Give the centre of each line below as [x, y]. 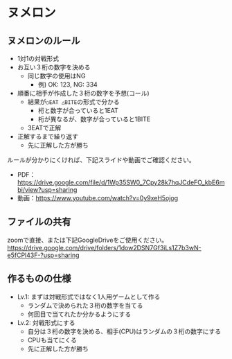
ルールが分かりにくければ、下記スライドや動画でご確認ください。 [101, 160]
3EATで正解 [44, 128]
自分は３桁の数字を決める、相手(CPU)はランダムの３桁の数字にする [124, 331]
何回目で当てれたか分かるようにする [79, 314]
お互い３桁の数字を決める [54, 67]
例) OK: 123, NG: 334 [68, 85]
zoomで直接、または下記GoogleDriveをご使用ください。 [88, 240]
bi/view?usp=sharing [47, 190]
